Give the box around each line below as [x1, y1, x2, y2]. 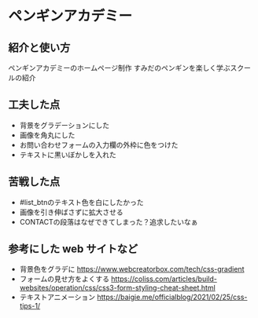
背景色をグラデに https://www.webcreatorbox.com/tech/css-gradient [19, 265, 245, 274]
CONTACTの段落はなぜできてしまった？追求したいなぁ [19, 217, 198, 226]
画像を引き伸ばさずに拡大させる [19, 207, 123, 217]
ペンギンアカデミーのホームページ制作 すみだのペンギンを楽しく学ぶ [8, 64, 230, 72]
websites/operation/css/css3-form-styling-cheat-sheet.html [19, 283, 216, 293]
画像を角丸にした [19, 130, 76, 140]
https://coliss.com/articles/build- [111, 274, 218, 283]
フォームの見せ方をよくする [19, 274, 110, 283]
